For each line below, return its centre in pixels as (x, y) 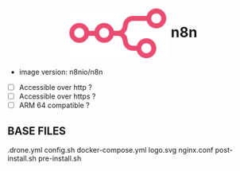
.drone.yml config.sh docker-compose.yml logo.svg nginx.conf (110, 150)
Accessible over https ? (57, 96)
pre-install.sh (60, 158)
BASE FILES (37, 131)
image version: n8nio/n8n (61, 72)
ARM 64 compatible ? (54, 105)
